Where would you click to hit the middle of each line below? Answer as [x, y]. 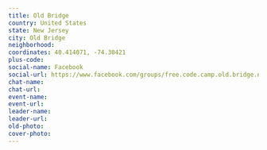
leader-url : [28, 119]
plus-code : [26, 60]
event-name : [28, 97]
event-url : [26, 104]
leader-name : [30, 112]
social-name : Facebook [46, 67]
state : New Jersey [39, 30]
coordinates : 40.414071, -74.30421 [67, 52]
